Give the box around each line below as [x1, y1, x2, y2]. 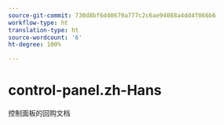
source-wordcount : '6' [8, 33, 83, 42]
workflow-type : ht [8, 19, 68, 27]
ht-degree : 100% [8, 41, 61, 49]
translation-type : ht [8, 26, 79, 34]
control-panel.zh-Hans [8, 82, 162, 99]
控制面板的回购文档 [8, 108, 71, 118]
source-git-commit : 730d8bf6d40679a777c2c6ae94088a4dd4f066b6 [8, 11, 216, 20]
